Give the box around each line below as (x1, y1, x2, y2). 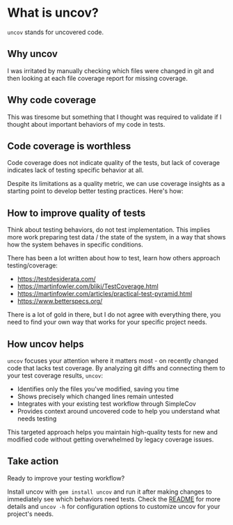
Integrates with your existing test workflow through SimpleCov (17, 400, 196, 408)
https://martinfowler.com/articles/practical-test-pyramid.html (17, 290, 193, 298)
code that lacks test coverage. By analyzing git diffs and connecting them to (7, 364, 225, 372)
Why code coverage (7, 94, 96, 106)
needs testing (17, 414, 57, 423)
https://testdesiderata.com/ (17, 275, 96, 283)
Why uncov (7, 48, 58, 60)
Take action (7, 455, 59, 467)
